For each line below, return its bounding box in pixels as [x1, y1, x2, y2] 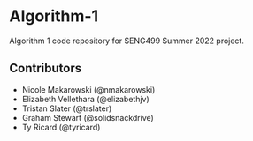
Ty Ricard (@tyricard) [21, 122, 101, 132]
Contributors [9, 61, 82, 76]
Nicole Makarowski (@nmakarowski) [21, 84, 156, 94]
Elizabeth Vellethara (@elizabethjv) [21, 93, 150, 104]
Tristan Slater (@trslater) [21, 103, 112, 114]
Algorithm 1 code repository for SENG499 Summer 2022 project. [9, 35, 245, 46]
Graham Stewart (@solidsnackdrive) [21, 112, 155, 122]
